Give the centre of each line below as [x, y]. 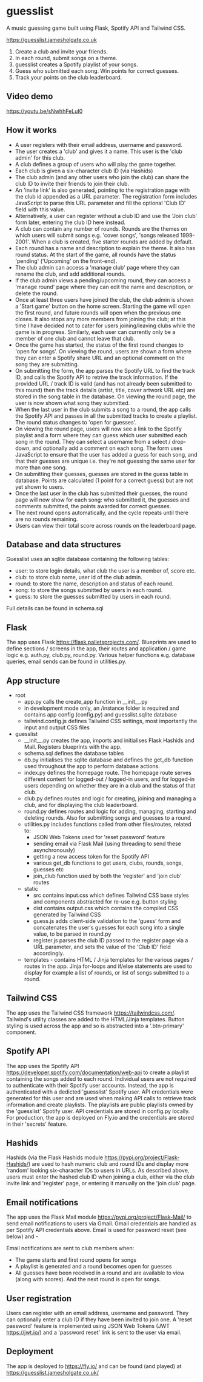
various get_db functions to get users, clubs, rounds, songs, [108, 863]
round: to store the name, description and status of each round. [94, 584]
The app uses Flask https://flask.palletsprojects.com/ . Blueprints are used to [101, 642]
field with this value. [40, 209]
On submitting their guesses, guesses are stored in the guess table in [101, 474]
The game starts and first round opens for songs [76, 1260]
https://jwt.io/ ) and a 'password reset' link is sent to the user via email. [94, 1333]
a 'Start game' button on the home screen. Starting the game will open [103, 306]
